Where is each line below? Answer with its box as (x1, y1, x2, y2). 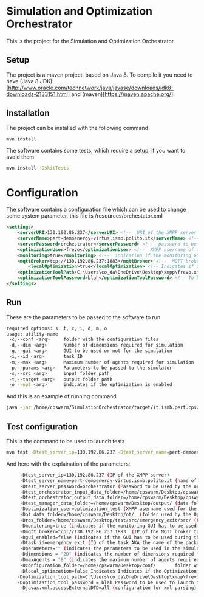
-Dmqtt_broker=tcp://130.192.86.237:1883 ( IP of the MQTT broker (19, 528, 191, 534)
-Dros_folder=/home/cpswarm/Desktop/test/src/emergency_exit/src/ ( (19, 517, 197, 523)
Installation (6, 108, 50, 119)
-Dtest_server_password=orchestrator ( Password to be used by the (19, 483, 191, 489)
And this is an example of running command (6, 393, 117, 400)
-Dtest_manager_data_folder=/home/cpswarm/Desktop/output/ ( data (19, 500, 189, 506)
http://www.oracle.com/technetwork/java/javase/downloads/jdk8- (8, 84, 174, 91)
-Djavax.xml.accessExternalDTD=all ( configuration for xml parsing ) (19, 585, 197, 591)
